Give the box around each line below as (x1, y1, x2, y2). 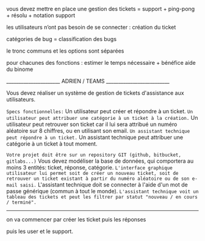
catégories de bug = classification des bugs (6, 35, 117, 42)
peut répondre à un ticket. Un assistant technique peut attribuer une (6, 134, 184, 141)
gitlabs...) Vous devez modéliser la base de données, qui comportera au (6, 157, 194, 165)
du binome (6, 65, 34, 73)
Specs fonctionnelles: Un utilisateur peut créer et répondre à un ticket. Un (6, 108, 193, 115)
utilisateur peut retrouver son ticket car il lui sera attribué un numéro (6, 120, 178, 128)
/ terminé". (6, 199, 37, 206)
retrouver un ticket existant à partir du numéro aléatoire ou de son (6, 176, 190, 182)
